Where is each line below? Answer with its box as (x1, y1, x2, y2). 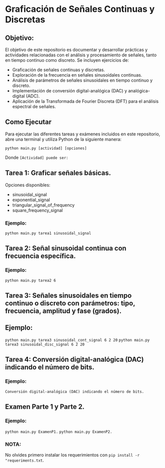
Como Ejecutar (5, 118, 52, 127)
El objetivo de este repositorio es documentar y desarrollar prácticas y (5, 47, 148, 52)
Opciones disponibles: (5, 182, 51, 188)
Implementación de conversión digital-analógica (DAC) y (12, 88, 127, 93)
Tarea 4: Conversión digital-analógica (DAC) (5, 355, 144, 364)
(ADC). (26, 93, 40, 99)
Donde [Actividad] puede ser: (5, 154, 68, 160)
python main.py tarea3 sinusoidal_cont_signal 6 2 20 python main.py (5, 338, 150, 342)
